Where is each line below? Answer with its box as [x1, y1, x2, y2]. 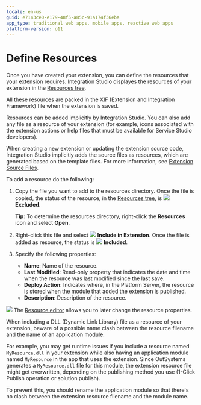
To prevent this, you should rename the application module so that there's [6, 386, 189, 394]
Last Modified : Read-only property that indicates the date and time [23, 269, 191, 276]
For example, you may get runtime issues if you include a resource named [6, 343, 190, 350]
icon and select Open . [14, 219, 70, 227]
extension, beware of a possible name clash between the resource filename [6, 325, 194, 332]
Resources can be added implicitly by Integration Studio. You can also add [6, 114, 191, 121]
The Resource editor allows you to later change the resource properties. [13, 307, 193, 314]
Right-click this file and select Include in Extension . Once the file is [14, 231, 190, 239]
